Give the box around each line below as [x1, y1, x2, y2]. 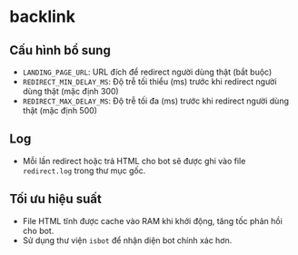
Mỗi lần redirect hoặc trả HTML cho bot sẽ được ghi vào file [22, 155, 246, 166]
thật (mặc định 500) [22, 105, 98, 115]
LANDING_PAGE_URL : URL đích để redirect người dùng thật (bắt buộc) [22, 66, 273, 77]
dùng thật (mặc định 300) [22, 86, 120, 96]
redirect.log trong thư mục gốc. [22, 165, 146, 176]
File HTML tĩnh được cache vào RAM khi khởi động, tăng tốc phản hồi [22, 215, 283, 226]
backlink [9, 6, 75, 27]
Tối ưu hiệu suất [9, 191, 102, 207]
